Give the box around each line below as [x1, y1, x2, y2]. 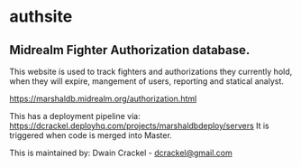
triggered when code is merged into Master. [9, 130, 173, 141]
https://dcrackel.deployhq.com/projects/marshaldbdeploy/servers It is [9, 120, 270, 131]
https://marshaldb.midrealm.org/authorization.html [9, 93, 197, 104]
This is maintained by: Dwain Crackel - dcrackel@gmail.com [9, 147, 233, 158]
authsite [9, 6, 73, 27]
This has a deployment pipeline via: [9, 111, 141, 121]
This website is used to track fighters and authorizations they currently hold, [9, 66, 293, 77]
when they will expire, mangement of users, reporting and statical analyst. [9, 76, 284, 87]
